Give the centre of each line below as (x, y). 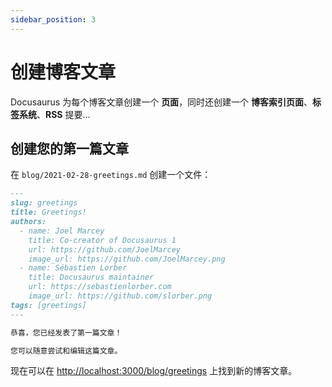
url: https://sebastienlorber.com (100, 287)
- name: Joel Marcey (62, 231)
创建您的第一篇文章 (69, 148)
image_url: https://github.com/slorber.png (120, 296)
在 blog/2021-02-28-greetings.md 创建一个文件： (111, 175)
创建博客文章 (63, 72)
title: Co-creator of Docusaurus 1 (102, 240)
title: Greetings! (48, 212)
